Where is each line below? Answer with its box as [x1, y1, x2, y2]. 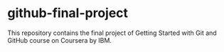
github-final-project [7, 5, 129, 21]
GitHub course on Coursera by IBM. [7, 36, 112, 44]
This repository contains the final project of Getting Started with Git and [7, 28, 217, 37]
